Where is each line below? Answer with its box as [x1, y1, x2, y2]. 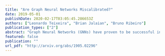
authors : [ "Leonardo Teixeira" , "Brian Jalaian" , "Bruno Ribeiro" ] [5, 20, 146, 26]
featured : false [5, 35, 38, 39]
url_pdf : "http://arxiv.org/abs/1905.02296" [5, 43, 98, 48]
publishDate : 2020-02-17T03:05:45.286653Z [5, 16, 93, 21]
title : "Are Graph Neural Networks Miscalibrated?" [5, 7, 113, 12]
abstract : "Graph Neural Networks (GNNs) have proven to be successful [5, 30, 155, 35]
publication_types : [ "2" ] [5, 25, 58, 30]
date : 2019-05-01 [5, 12, 41, 17]
